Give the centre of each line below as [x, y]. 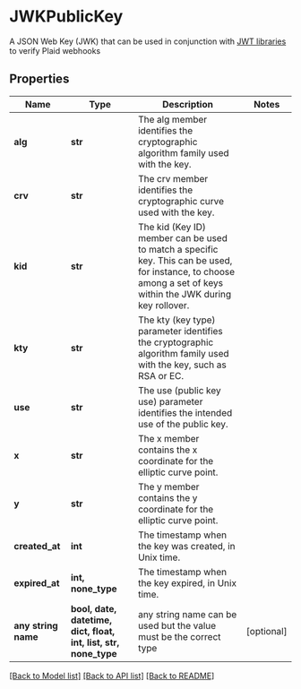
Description [188, 104]
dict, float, [93, 631]
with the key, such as [182, 365]
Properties [39, 79]
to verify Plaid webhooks [55, 50]
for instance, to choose [186, 271]
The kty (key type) [176, 320]
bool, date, [94, 608]
